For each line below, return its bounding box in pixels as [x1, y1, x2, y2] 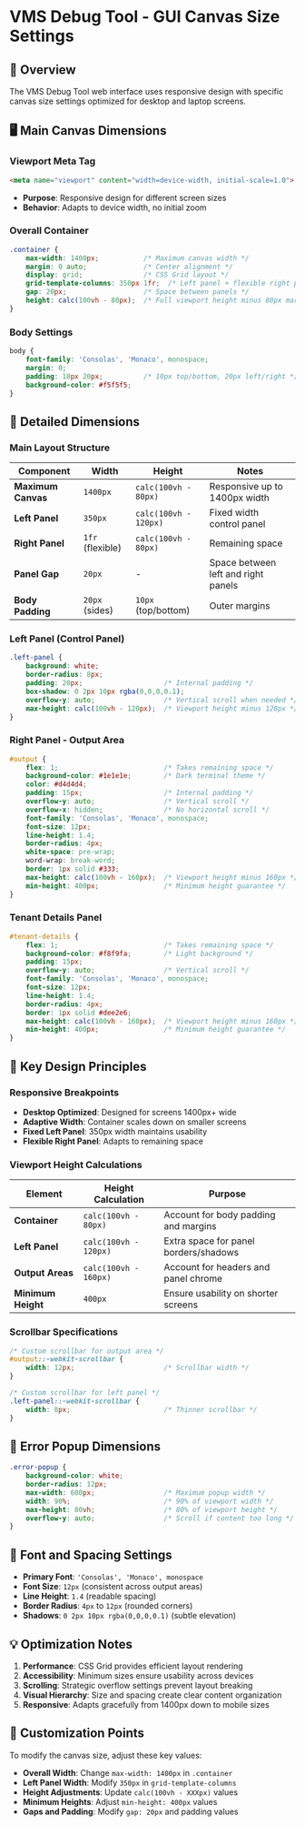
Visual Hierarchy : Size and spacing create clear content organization [22, 1690, 282, 1700]
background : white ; [25, 661, 100, 671]
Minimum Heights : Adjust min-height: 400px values [22, 1796, 218, 1807]
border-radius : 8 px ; [25, 671, 103, 680]
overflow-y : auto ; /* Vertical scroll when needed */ [25, 695, 299, 704]
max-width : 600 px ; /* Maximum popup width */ [25, 1488, 266, 1498]
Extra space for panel [162, 1235, 256, 1247]
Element [25, 1187, 63, 1200]
